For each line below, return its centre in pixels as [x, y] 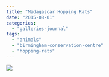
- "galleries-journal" [40, 29]
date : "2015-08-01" [31, 17]
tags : [13, 34]
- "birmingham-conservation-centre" [58, 46]
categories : [21, 23]
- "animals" [27, 40]
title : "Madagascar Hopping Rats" [50, 12]
